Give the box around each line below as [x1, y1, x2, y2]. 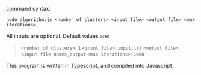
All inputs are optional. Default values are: [6, 32, 110, 40]
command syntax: [6, 5, 51, 12]
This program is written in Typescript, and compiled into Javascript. [6, 62, 174, 69]
